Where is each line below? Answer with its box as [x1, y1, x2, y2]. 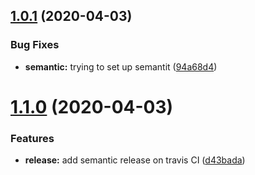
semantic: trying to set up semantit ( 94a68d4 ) [24, 60, 218, 73]
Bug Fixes [10, 38, 60, 52]
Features [10, 131, 55, 145]
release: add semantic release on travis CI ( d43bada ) [24, 154, 246, 166]
